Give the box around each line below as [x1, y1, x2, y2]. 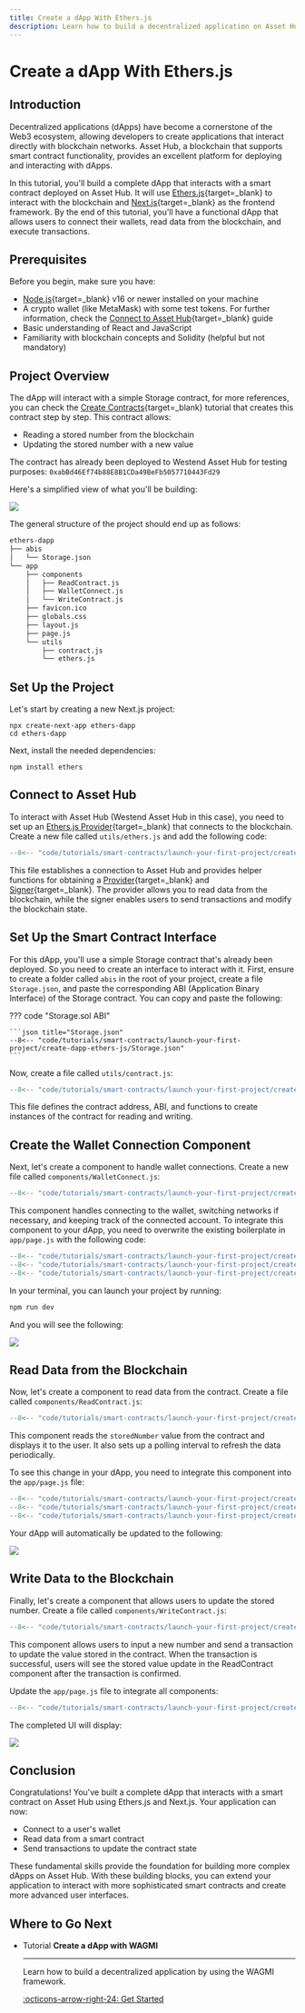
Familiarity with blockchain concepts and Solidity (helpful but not [22, 333, 265, 344]
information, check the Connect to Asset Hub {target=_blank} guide [22, 313, 274, 324]
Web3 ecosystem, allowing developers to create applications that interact [9, 131, 284, 142]
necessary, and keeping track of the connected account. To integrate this [9, 1215, 284, 1226]
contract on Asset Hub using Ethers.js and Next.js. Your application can [9, 1797, 277, 1808]
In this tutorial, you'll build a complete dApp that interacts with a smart [9, 177, 271, 188]
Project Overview [9, 368, 110, 384]
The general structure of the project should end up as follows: [9, 519, 241, 530]
